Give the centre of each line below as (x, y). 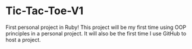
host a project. (23, 40)
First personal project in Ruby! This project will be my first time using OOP (96, 27)
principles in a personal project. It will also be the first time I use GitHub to (96, 33)
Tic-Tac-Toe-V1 (45, 11)
